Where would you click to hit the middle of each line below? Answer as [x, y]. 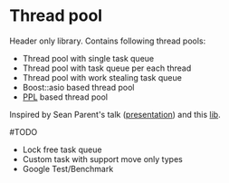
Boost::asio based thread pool [78, 87]
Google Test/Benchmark [68, 169]
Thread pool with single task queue [88, 58]
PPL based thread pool [65, 97]
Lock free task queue [62, 149]
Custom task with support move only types [102, 159]
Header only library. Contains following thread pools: [108, 41]
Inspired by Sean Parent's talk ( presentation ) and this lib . [115, 114]
